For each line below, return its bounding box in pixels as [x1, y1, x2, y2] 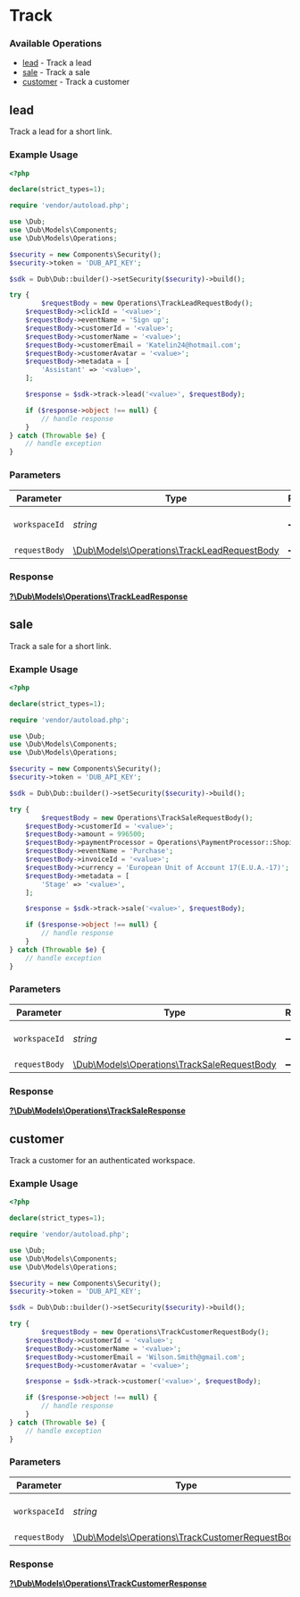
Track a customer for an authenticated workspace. [9, 1154, 196, 1165]
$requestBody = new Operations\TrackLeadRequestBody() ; [41, 299, 254, 308]
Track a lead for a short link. [9, 126, 112, 137]
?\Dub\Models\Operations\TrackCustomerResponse [9, 1578, 207, 1589]
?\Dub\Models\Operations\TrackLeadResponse [9, 591, 188, 602]
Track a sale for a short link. [9, 640, 112, 651]
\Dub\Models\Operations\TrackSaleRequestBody [72, 1058, 277, 1070]
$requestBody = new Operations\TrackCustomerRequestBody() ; [41, 1328, 270, 1337]
